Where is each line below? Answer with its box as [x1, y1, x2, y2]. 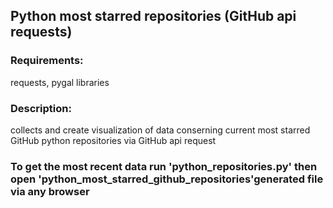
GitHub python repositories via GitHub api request [10, 134, 217, 146]
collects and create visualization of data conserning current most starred [10, 124, 311, 136]
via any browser [10, 184, 90, 198]
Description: [10, 101, 72, 115]
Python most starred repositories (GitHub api [10, 8, 297, 25]
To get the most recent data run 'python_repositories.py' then [10, 159, 318, 173]
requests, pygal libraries [10, 76, 110, 88]
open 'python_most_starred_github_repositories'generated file [10, 172, 324, 186]
